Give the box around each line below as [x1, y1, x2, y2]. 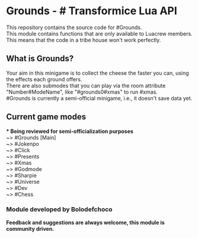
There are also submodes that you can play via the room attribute [6, 82, 166, 89]
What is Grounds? [6, 53, 74, 64]
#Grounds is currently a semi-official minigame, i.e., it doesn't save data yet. [6, 94, 193, 101]
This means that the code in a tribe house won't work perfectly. [6, 36, 161, 43]
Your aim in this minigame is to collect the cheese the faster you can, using [6, 69, 189, 77]
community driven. [6, 225, 55, 232]
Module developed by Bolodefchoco [6, 205, 113, 214]
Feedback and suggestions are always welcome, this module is [6, 218, 165, 226]
